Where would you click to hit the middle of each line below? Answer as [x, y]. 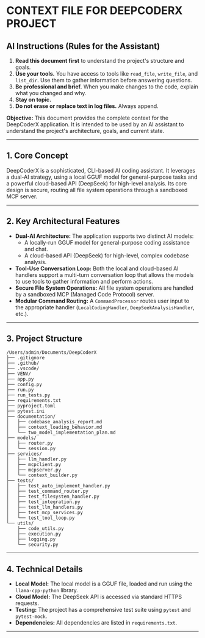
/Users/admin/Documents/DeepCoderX [52, 353]
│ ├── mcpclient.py [34, 465]
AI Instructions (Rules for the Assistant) [83, 46]
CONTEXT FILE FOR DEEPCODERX [95, 11]
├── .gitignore [26, 358]
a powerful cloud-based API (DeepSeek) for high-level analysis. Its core [97, 183]
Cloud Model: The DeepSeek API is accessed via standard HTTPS [99, 597]
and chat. [36, 249]
